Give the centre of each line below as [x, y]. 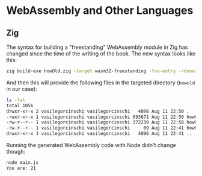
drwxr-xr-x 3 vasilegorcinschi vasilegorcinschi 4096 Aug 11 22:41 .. [99, 134]
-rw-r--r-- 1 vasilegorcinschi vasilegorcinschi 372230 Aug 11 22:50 [95, 122]
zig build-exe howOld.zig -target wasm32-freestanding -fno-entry [91, 71]
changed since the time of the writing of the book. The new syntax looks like [101, 54]
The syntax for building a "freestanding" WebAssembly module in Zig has [97, 47]
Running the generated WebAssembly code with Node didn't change [91, 145]
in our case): [22, 89]
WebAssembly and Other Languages [100, 11]
